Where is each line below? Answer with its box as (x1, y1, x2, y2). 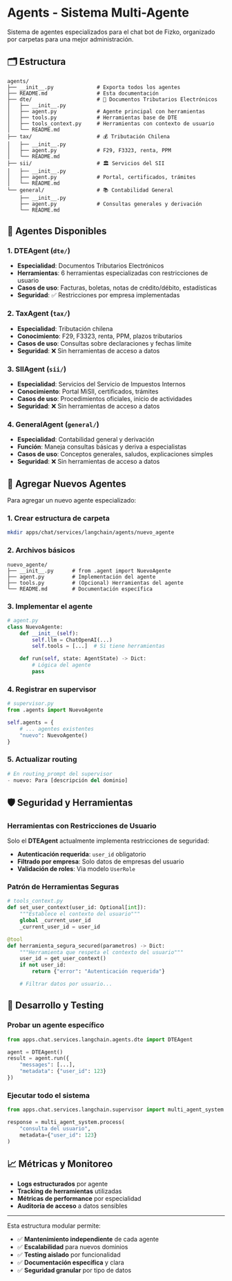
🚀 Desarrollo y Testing (7, 1000, 104, 1011)
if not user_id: (19, 962, 67, 969)
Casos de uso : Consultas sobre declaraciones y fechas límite (17, 339, 192, 347)
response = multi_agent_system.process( (7, 1119, 126, 1126)
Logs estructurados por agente (17, 1180, 108, 1188)
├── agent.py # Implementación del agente (7, 573, 156, 580)
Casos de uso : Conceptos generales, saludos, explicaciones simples (17, 450, 213, 458)
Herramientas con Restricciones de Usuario (7, 821, 157, 830)
